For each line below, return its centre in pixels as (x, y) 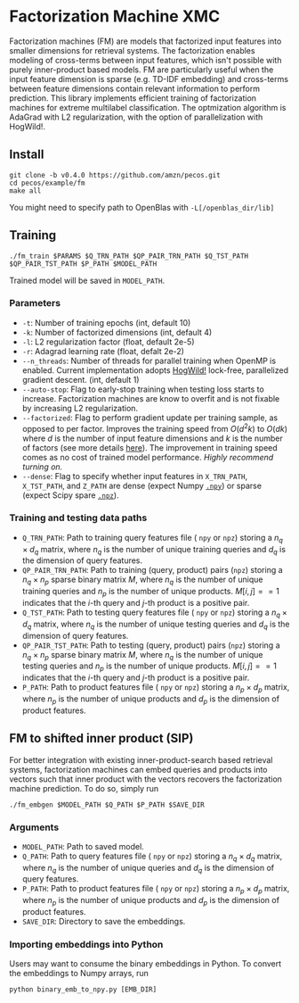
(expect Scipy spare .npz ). (70, 495)
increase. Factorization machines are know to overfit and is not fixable (151, 398)
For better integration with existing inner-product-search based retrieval (141, 759)
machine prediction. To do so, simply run (84, 788)
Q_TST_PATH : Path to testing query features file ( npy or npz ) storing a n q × (154, 613)
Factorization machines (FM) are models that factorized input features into (145, 41)
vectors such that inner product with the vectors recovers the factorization (146, 779)
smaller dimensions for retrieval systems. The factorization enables (132, 50)
